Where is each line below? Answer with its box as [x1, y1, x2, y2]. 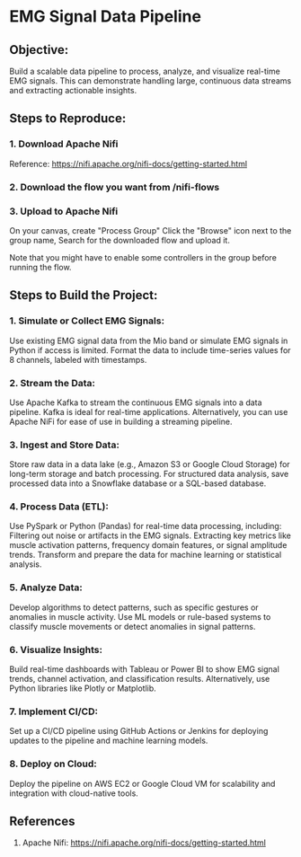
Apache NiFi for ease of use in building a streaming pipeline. [9, 416, 233, 427]
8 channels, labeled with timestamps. [9, 354, 147, 365]
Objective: [9, 42, 69, 57]
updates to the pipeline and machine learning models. [9, 735, 208, 747]
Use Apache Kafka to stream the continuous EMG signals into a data [9, 397, 262, 408]
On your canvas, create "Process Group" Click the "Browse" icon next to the [9, 225, 292, 235]
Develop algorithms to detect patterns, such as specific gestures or [9, 602, 259, 613]
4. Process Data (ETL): [9, 500, 110, 513]
